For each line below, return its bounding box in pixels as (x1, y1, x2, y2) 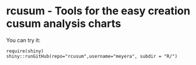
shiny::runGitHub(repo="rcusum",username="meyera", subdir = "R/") (6, 53, 178, 59)
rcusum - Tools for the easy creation (6, 4, 191, 18)
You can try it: (6, 36, 41, 44)
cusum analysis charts (6, 17, 121, 30)
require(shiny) (6, 48, 44, 54)
